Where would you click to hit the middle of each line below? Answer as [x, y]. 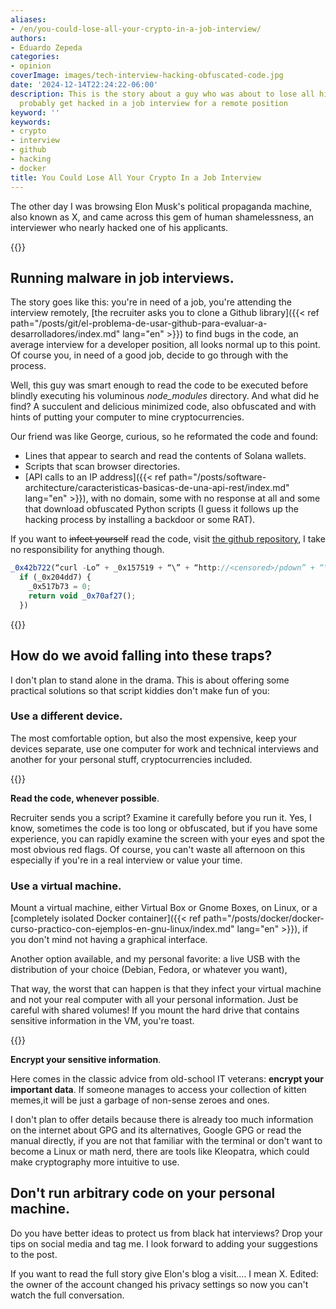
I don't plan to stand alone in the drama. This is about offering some [150, 680]
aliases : [28, 19]
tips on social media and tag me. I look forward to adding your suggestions [164, 1243]
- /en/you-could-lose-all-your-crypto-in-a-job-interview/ [136, 29]
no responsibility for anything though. [87, 550]
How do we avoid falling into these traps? [141, 656]
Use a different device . [66, 716]
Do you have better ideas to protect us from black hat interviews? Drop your [166, 1233]
